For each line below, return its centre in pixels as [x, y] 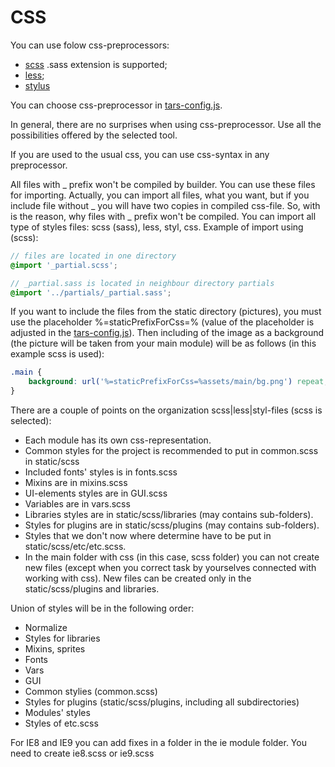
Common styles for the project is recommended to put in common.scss [171, 451]
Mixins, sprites [55, 649]
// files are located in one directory [93, 256]
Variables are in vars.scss [77, 504]
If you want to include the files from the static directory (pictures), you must [166, 312]
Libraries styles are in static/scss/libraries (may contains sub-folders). [169, 515]
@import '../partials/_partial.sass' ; [91, 292]
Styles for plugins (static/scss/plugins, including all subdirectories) [162, 702]
